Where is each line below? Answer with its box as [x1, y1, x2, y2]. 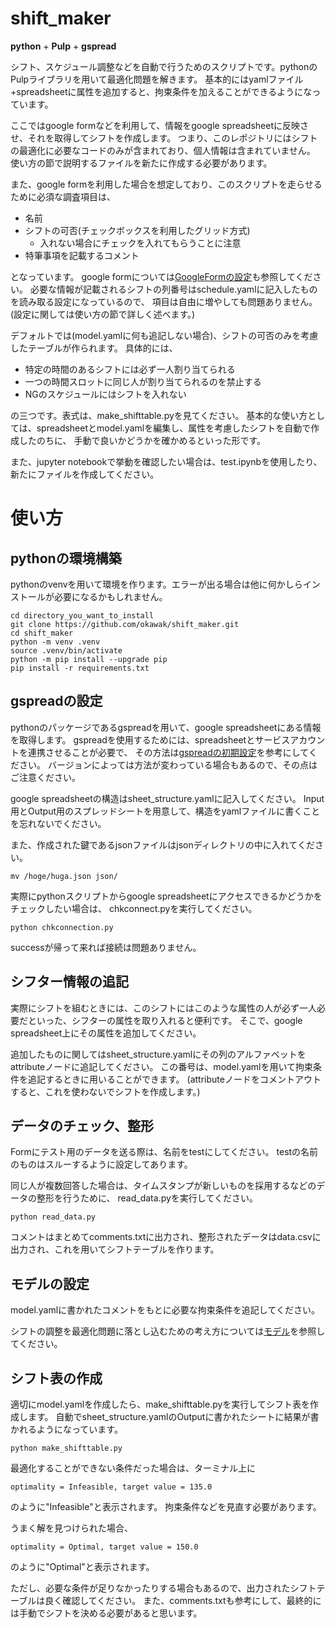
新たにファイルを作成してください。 [10, 468, 160, 480]
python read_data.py [10, 1212, 97, 1222]
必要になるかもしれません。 [53, 590, 168, 602]
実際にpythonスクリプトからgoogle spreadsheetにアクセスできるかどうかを [10, 890, 323, 902]
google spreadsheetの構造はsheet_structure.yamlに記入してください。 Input [10, 792, 325, 804]
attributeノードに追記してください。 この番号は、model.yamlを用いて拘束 [10, 1060, 314, 1072]
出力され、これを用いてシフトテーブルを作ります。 [10, 1243, 220, 1256]
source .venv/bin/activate [10, 645, 123, 656]
